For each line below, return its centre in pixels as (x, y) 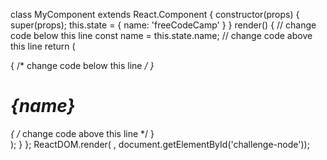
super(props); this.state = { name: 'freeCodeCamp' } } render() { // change (163, 25)
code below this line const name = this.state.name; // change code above (161, 35)
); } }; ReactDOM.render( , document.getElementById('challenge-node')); (160, 144)
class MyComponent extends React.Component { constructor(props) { (155, 14)
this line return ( (43, 46)
